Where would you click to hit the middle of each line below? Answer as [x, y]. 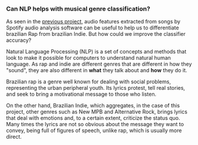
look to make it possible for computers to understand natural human [88, 58]
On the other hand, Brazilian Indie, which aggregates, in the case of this [93, 106]
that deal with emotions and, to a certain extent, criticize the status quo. [93, 118]
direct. [14, 137]
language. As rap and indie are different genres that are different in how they [99, 64]
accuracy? [19, 41]
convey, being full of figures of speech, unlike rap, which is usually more [94, 130]
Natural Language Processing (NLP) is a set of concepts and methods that [96, 52]
